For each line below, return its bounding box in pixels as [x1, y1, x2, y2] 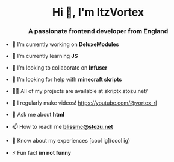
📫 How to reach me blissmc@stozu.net [11, 123, 113, 131]
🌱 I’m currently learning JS [11, 53, 78, 60]
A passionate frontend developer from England [28, 27, 169, 36]
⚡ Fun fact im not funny [11, 149, 72, 157]
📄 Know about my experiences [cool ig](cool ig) [11, 137, 131, 144]
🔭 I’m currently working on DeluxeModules [11, 40, 119, 48]
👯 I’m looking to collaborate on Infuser [11, 64, 108, 71]
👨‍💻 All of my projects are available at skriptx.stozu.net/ [11, 88, 148, 95]
